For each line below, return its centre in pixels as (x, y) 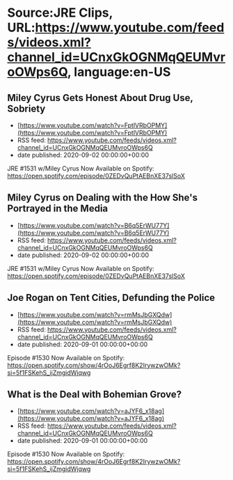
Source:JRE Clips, (60, 13)
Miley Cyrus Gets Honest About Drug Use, (100, 98)
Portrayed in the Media (58, 209)
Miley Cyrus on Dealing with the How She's (103, 198)
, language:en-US (119, 72)
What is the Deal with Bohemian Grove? (95, 395)
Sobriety (26, 108)
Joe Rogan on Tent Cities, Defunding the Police (111, 298)
